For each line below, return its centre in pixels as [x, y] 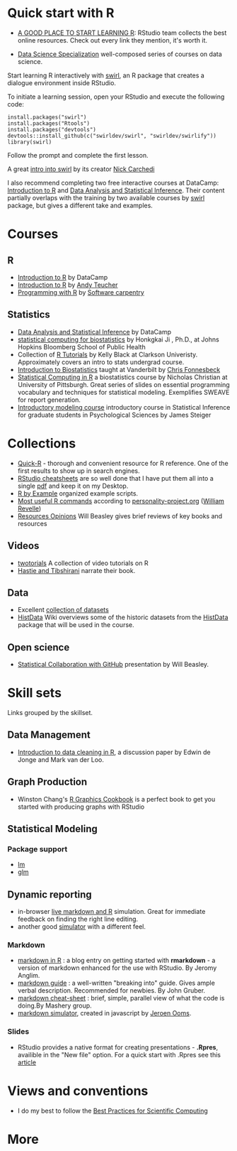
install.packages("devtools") [52, 129]
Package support [37, 849]
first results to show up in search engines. [79, 471]
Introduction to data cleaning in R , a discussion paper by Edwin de [114, 752]
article [27, 1062]
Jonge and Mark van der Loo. [60, 759]
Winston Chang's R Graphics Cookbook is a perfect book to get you [116, 799]
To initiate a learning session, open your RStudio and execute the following [116, 97]
